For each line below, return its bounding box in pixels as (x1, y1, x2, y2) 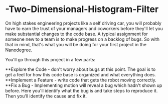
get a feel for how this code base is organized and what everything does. (5, 71, 156, 77)
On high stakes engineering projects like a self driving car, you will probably (5, 20, 162, 26)
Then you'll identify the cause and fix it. (5, 93, 87, 99)
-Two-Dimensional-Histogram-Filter (5, 4, 159, 15)
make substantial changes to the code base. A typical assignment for (5, 31, 148, 37)
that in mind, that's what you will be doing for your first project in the (5, 41, 147, 47)
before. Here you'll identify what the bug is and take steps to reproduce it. (5, 87, 158, 93)
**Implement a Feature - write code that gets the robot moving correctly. (5, 77, 156, 83)
